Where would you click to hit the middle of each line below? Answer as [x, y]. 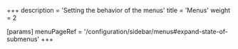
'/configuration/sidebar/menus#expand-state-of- [156, 32]
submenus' [23, 39]
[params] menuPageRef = [45, 32]
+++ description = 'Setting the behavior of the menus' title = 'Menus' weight [119, 10]
